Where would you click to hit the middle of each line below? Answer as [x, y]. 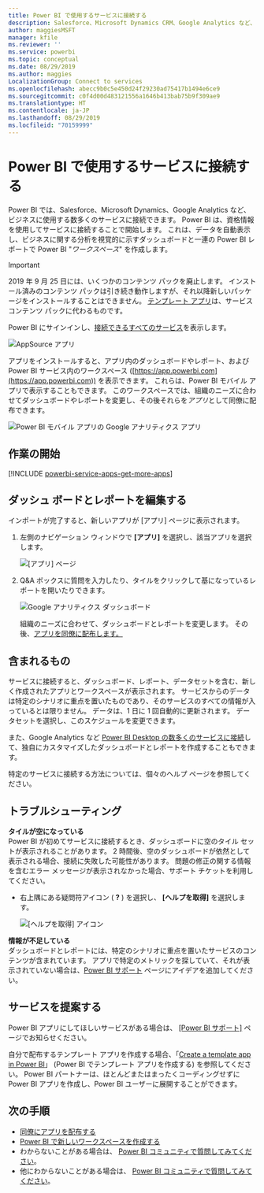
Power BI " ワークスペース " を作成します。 [104, 249]
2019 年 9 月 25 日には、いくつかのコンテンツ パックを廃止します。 [117, 281]
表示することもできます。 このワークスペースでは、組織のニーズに [136, 390]
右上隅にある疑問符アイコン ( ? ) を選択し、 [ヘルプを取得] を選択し [129, 897]
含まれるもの [39, 661]
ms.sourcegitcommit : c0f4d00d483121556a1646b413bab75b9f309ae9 [114, 96]
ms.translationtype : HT [47, 103]
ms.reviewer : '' [35, 45]
